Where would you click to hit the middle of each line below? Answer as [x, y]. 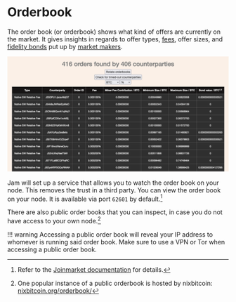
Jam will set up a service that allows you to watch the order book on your [113, 183]
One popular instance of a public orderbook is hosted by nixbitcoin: [115, 283]
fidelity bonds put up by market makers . [65, 46]
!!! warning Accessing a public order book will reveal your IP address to [110, 235]
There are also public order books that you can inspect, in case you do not [115, 212]
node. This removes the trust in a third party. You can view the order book [114, 190]
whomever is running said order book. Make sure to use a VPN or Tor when [116, 242]
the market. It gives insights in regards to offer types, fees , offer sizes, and [115, 39]
